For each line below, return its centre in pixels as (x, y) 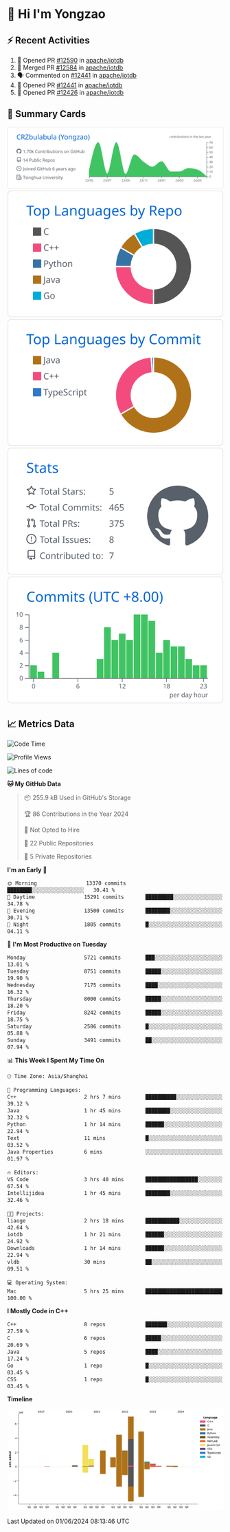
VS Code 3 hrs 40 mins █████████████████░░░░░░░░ (115, 1180)
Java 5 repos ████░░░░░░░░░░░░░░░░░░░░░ (115, 1352)
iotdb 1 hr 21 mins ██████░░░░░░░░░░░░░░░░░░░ (115, 1235)
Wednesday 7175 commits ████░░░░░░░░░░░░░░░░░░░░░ (115, 985)
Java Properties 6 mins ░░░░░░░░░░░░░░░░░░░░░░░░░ (115, 1152)
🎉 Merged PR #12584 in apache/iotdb (70, 67)
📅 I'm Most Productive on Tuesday (57, 945)
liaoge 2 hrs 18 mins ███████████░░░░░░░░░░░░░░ (115, 1221)
